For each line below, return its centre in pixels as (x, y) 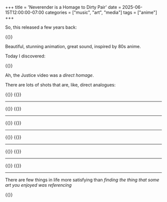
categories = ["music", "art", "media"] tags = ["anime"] (101, 12)
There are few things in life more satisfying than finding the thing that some (82, 180)
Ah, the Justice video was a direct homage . (50, 75)
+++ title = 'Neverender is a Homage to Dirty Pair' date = (63, 7)
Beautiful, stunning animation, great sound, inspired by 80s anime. (73, 46)
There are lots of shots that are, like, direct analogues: (60, 85)
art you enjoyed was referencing (39, 185)
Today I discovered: (25, 56)
